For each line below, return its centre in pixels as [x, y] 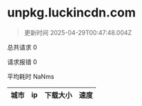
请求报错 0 [22, 62]
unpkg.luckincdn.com [72, 13]
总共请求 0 [22, 47]
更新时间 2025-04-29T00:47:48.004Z [78, 32]
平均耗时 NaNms [31, 76]
